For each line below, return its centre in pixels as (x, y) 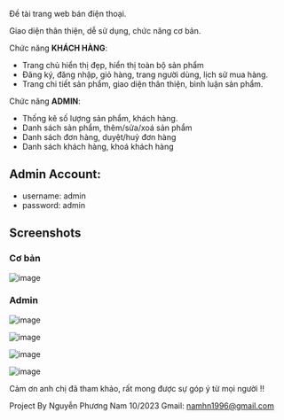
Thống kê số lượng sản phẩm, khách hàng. (100, 118)
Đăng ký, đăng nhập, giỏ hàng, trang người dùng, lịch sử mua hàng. (145, 74)
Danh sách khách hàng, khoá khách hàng (98, 147)
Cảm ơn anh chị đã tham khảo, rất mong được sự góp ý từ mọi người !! (137, 388)
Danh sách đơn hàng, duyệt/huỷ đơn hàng (99, 137)
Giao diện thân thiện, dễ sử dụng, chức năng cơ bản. (105, 31)
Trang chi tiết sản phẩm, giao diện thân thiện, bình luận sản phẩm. (142, 84)
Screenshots (45, 233)
